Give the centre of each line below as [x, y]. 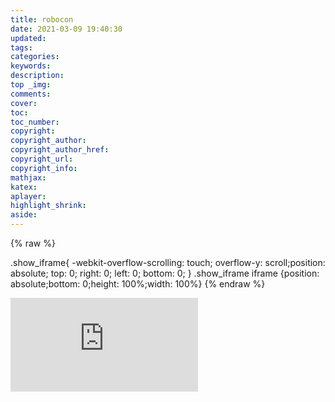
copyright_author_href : [60, 150]
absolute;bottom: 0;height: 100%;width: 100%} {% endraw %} [138, 284]
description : [37, 76]
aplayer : [28, 196]
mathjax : [28, 177]
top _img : [31, 85]
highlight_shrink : [48, 206]
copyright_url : [42, 159]
